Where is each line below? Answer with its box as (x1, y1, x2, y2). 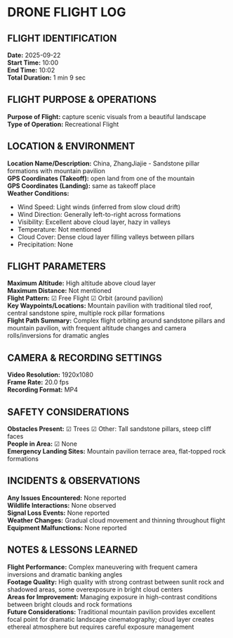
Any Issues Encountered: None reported (7, 494, 126, 502)
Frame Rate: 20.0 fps (7, 378, 69, 387)
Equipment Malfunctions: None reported (7, 523, 127, 532)
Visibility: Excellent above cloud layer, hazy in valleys (17, 218, 171, 226)
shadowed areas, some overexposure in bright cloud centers (7, 585, 183, 594)
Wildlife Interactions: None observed (7, 501, 116, 509)
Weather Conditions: (7, 189, 69, 197)
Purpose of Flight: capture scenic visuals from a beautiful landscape (7, 112, 206, 120)
